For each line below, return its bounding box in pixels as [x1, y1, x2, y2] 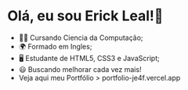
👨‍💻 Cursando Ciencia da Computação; [18, 33, 143, 42]
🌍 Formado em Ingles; [18, 41, 92, 51]
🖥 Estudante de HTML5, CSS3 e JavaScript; [18, 53, 160, 63]
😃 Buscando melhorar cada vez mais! [18, 64, 142, 74]
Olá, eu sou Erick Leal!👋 [7, 7, 164, 25]
